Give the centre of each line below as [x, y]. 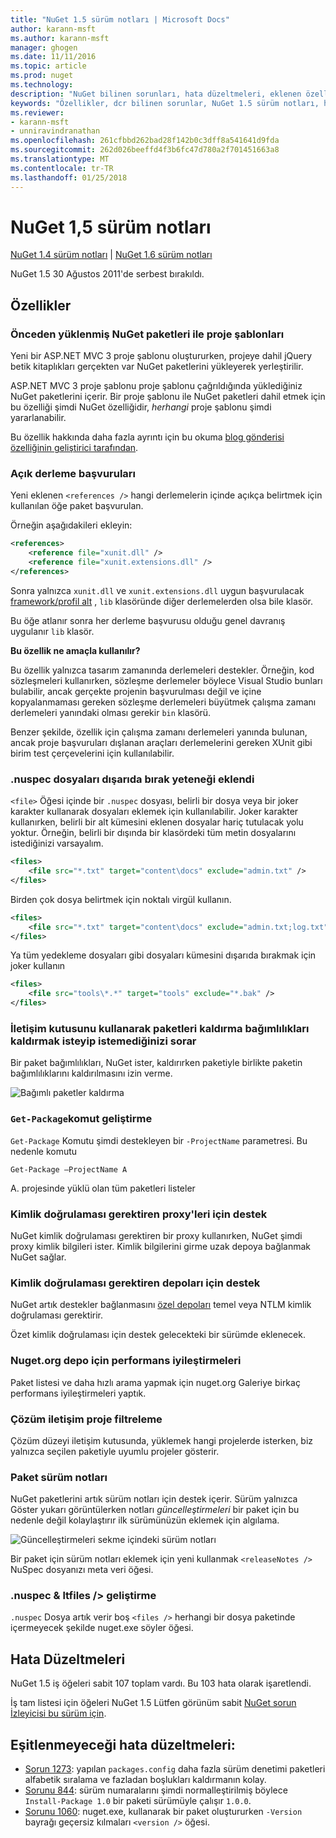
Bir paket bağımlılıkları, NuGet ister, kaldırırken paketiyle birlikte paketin [156, 1063]
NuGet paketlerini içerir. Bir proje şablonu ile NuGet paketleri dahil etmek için [168, 397]
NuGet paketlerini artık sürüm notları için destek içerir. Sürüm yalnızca [154, 1499]
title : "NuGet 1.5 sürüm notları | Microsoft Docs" [120, 19]
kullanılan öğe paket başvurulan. [77, 506]
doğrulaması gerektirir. [57, 1315]
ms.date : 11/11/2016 [53, 57]
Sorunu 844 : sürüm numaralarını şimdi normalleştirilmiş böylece [156, 1790]
